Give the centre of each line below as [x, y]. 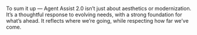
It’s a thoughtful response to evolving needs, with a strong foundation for [94, 15]
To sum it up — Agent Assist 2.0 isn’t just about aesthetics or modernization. [99, 8]
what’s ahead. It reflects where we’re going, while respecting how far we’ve [98, 21]
